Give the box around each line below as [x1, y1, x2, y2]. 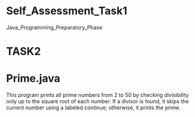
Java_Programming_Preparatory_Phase [6, 24, 103, 31]
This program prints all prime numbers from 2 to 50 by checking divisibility [6, 91, 189, 99]
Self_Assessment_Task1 [6, 4, 128, 18]
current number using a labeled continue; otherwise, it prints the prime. [6, 104, 181, 111]
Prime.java [6, 72, 61, 86]
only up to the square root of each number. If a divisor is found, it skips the [6, 98, 189, 105]
